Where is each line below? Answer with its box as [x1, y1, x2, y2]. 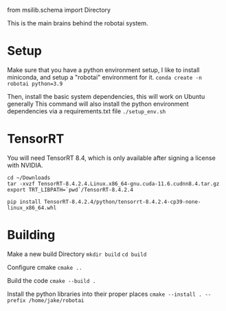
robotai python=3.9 [7, 80, 63, 87]
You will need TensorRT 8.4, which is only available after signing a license [7, 154, 216, 162]
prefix [7, 297, 26, 304]
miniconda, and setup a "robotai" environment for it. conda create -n [7, 73, 203, 81]
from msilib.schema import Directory [7, 6, 111, 14]
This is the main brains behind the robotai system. [7, 19, 149, 27]
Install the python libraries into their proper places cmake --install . [7, 290, 203, 298]
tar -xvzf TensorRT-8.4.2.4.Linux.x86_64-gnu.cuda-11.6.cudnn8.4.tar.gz [7, 180, 220, 187]
